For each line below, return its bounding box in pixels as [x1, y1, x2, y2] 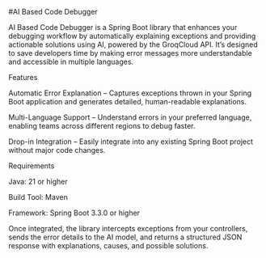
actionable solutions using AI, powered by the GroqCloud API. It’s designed [8, 40, 259, 49]
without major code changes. [8, 146, 106, 154]
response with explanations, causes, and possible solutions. [8, 241, 209, 250]
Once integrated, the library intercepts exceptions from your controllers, [8, 224, 248, 233]
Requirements [8, 161, 55, 171]
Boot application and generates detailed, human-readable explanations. [8, 97, 247, 106]
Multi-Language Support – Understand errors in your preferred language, [8, 112, 252, 122]
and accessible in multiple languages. [8, 57, 134, 66]
